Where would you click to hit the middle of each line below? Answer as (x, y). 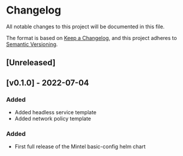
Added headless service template (55, 112)
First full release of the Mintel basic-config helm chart (80, 147)
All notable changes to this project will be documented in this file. (86, 26)
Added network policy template (53, 119)
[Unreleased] (31, 63)
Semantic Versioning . (32, 44)
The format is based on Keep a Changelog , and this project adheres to (91, 38)
